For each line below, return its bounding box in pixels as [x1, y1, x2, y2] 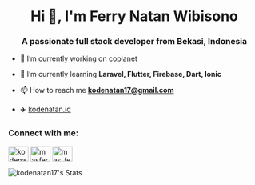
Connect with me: [8, 127, 79, 139]
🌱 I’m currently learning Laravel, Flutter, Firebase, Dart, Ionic [19, 70, 222, 79]
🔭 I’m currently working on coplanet [19, 54, 138, 63]
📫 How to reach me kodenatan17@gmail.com [19, 86, 174, 95]
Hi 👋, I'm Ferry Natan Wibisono [30, 7, 238, 26]
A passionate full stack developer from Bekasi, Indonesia [21, 36, 248, 47]
